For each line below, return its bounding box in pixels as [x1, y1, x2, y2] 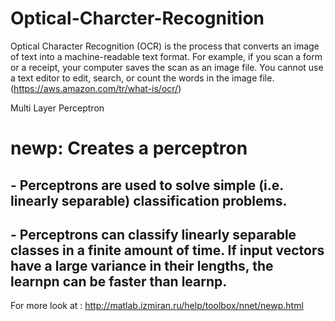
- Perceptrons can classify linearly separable [10, 226, 297, 243]
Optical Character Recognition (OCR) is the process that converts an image [10, 40, 320, 52]
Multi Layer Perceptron [10, 102, 105, 114]
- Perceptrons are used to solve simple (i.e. [10, 177, 284, 194]
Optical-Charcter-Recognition [10, 7, 265, 30]
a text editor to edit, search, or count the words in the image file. [10, 72, 275, 84]
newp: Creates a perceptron [10, 137, 248, 160]
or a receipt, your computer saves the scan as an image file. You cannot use [10, 61, 324, 73]
